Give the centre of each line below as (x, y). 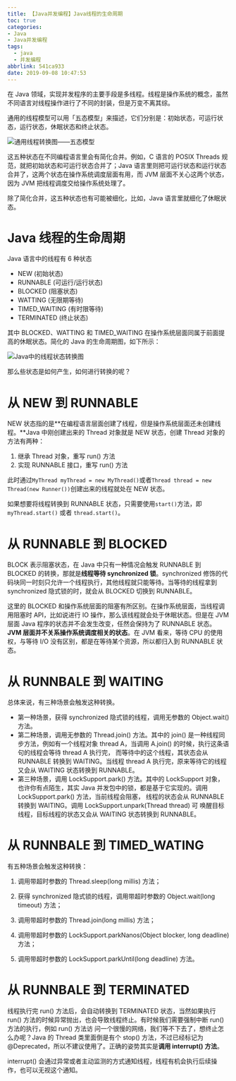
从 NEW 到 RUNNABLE (73, 403)
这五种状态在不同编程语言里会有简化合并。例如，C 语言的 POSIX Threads (114, 157)
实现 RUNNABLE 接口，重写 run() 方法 (73, 465)
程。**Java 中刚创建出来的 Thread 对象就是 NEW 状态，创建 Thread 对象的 (116, 433)
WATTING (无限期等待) (50, 300)
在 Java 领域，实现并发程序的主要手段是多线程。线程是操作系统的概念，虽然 (118, 94)
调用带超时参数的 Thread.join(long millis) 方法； (87, 920)
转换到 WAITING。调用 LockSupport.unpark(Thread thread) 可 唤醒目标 (121, 806)
